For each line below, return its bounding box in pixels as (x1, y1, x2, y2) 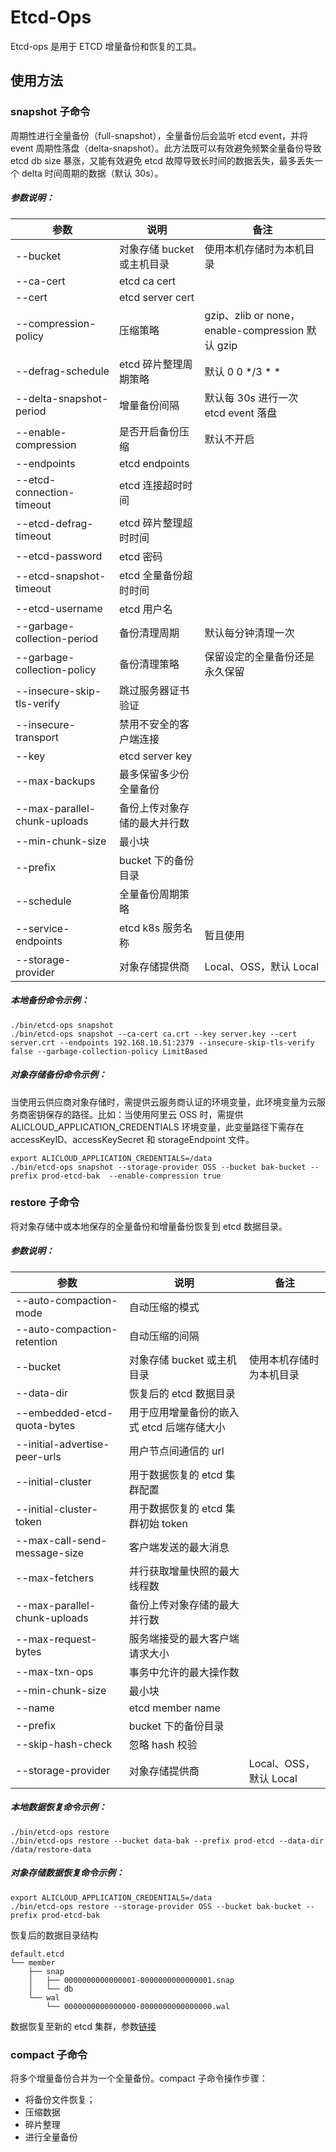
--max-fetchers (15, 1571, 95, 1585)
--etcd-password (15, 549, 103, 563)
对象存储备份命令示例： (10, 1069, 107, 1081)
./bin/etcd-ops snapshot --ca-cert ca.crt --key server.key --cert (10, 1029, 298, 1039)
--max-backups (15, 774, 96, 788)
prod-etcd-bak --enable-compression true (41, 1171, 222, 1181)
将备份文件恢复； (24, 2094, 96, 2106)
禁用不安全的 (118, 717, 180, 731)
